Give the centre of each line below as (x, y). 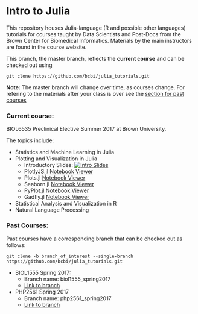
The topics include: (30, 140)
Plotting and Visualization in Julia (56, 159)
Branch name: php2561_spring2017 (68, 298)
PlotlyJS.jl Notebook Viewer (59, 171)
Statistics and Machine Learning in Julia (65, 152)
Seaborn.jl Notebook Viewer (59, 184)
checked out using (29, 65)
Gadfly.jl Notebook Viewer (56, 197)
